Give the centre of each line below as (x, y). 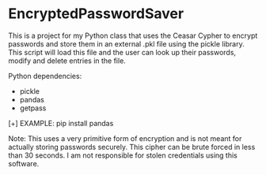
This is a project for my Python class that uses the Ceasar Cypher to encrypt (133, 35)
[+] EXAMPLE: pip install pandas (61, 123)
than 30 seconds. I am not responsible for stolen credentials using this (123, 155)
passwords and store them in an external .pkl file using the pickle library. (126, 43)
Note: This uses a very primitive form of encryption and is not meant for (125, 138)
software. (24, 163)
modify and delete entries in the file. (67, 61)
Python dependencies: (45, 76)
